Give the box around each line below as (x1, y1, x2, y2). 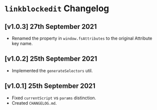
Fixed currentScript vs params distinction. (11, 95, 96, 101)
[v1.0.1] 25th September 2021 (4, 82, 96, 90)
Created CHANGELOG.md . (11, 100, 57, 106)
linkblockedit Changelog (4, 3, 110, 14)
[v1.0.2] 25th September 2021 (4, 55, 97, 63)
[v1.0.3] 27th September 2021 (4, 22, 97, 31)
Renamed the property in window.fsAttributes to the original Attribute (11, 35, 153, 41)
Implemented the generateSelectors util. (11, 67, 93, 73)
